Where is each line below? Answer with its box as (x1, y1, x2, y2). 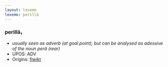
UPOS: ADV (12, 51, 36, 57)
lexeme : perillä (5, 12, 39, 17)
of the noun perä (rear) (12, 45, 61, 51)
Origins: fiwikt (12, 56, 41, 62)
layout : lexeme (5, 7, 37, 13)
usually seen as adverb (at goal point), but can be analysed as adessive (12, 40, 163, 46)
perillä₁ (5, 29, 23, 36)
